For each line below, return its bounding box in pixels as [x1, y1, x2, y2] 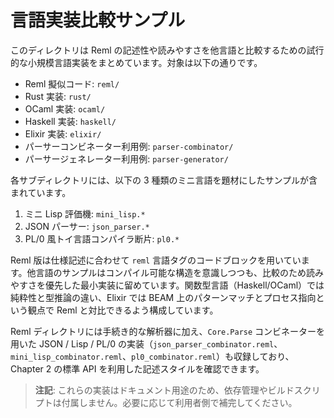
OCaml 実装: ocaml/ [24, 102, 106, 115]
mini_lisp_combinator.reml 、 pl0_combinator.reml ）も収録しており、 [10, 350, 295, 362]
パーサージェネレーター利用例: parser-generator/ [24, 152, 229, 165]
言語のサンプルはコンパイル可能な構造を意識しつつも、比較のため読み [35, 266, 324, 278]
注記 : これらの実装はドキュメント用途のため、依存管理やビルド [34, 384, 295, 396]
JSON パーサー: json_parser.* [24, 220, 150, 232]
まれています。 [10, 186, 72, 198]
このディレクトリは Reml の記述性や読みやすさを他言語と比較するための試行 [10, 44, 325, 56]
